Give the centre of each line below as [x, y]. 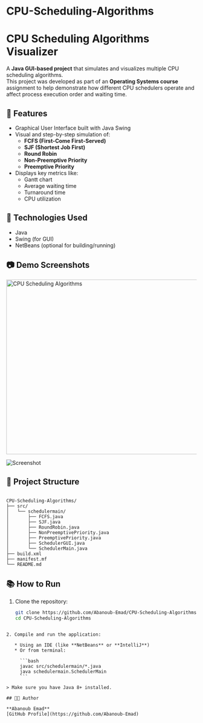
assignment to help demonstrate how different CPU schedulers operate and [100, 88]
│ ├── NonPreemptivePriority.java [58, 533]
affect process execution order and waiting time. [66, 95]
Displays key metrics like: [47, 173]
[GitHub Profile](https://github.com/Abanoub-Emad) [72, 714]
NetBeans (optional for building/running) [65, 245]
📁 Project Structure [43, 481]
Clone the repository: [41, 602]
